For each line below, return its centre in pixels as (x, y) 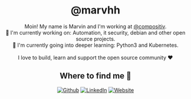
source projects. (95, 39)
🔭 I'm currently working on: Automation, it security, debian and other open (95, 32)
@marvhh (95, 10)
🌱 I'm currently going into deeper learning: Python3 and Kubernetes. (95, 45)
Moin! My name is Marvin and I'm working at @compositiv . (95, 26)
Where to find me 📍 (95, 76)
